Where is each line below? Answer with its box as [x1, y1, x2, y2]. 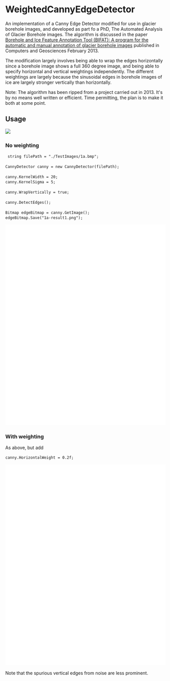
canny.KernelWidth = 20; [5, 175, 58, 180]
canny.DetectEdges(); [5, 200, 51, 205]
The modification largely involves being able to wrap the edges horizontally [5, 57, 163, 63]
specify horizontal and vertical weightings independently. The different [5, 68, 154, 75]
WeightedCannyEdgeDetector [5, 4, 135, 15]
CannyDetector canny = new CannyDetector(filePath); [5, 165, 120, 170]
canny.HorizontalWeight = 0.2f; [5, 455, 74, 460]
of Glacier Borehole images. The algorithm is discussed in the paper [5, 31, 148, 37]
